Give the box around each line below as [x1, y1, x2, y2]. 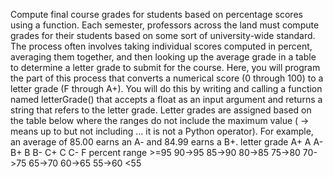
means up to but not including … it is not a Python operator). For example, [10, 125, 314, 137]
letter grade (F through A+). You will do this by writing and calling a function [10, 83, 323, 94]
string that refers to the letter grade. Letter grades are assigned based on [10, 104, 312, 116]
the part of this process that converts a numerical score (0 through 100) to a [10, 72, 324, 84]
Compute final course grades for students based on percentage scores [10, 9, 303, 20]
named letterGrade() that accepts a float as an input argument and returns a [10, 94, 323, 105]
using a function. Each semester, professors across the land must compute [10, 19, 320, 31]
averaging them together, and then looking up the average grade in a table [10, 51, 317, 63]
